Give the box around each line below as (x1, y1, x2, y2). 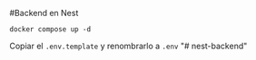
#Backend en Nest (9, 8, 79, 18)
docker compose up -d (9, 25, 92, 34)
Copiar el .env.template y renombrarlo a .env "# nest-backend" (9, 40, 248, 51)
